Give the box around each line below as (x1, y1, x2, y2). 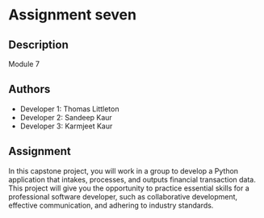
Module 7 (8, 59, 40, 69)
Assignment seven (8, 6, 137, 24)
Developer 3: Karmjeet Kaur (19, 121, 113, 131)
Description (8, 38, 69, 52)
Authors (8, 82, 51, 96)
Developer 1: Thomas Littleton (19, 103, 119, 114)
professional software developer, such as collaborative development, (8, 191, 238, 201)
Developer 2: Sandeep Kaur (19, 112, 113, 122)
